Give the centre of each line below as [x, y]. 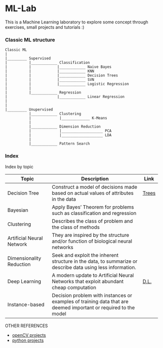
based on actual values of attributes [93, 193]
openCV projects [29, 335]
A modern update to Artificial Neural [93, 275]
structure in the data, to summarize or [95, 261]
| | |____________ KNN [50, 71]
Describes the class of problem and [92, 221]
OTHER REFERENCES [26, 326]
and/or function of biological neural [92, 241]
